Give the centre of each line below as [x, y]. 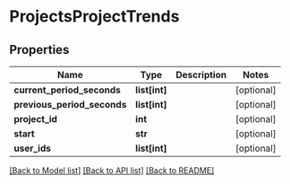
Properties [39, 50]
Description [201, 75]
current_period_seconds [67, 90]
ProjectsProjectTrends [94, 17]
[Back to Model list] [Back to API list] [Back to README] [112, 171]
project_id [36, 119]
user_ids [33, 148]
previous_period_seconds [70, 105]
